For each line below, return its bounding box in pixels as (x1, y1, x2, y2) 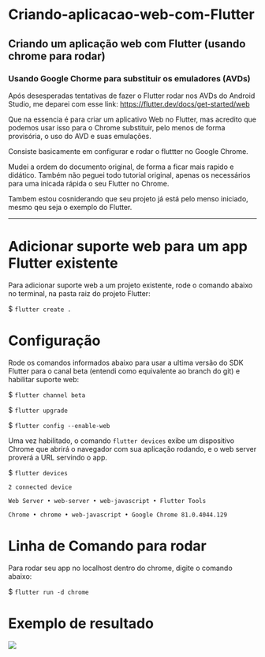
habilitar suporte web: (8, 374, 80, 384)
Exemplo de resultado (8, 614, 154, 633)
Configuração (8, 332, 101, 349)
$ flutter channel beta (8, 389, 86, 400)
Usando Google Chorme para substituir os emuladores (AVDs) (8, 73, 251, 84)
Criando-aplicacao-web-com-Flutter (8, 6, 255, 24)
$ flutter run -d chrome (8, 587, 89, 596)
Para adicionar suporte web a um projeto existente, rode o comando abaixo (8, 280, 253, 290)
